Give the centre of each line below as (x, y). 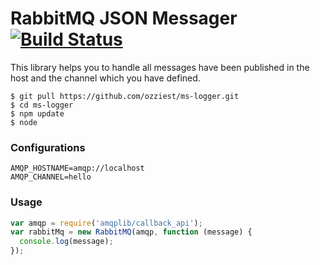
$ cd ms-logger (42, 105)
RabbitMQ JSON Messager (124, 18)
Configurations (48, 147)
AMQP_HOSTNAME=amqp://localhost (77, 168)
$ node (24, 122)
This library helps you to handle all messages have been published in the (160, 67)
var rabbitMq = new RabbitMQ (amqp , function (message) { (131, 232)
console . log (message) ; (66, 242)
